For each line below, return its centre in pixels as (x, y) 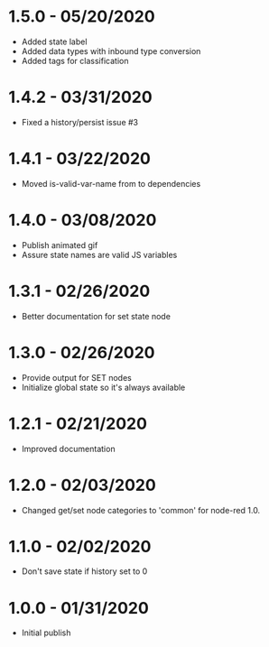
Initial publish (46, 633)
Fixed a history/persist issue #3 (80, 122)
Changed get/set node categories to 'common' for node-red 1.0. (141, 510)
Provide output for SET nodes (76, 377)
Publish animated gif (60, 245)
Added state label (54, 42)
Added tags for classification (75, 60)
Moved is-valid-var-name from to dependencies (111, 183)
